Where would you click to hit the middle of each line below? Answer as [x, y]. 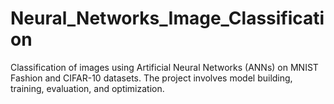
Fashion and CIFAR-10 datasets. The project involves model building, [151, 78]
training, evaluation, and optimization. [87, 88]
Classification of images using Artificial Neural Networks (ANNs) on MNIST [164, 67]
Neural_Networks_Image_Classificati [167, 18]
